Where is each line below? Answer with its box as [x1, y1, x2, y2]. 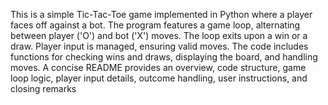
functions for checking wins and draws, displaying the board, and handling [10, 51, 318, 63]
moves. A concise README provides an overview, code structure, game [10, 62, 307, 73]
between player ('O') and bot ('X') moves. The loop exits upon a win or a [10, 30, 308, 41]
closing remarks [10, 83, 77, 94]
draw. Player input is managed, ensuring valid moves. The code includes [10, 40, 309, 52]
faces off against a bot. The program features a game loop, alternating [10, 19, 301, 31]
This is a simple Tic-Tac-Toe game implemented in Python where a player [10, 9, 313, 20]
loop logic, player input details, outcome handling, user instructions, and [10, 72, 308, 84]
